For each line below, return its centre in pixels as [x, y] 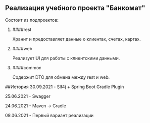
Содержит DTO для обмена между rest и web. [61, 77]
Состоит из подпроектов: [32, 20]
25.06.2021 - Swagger [28, 96]
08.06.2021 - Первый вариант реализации [50, 115]
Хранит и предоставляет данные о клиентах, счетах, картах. [76, 39]
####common [27, 67]
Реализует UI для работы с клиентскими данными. [66, 58]
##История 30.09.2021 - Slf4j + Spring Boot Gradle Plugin [65, 87]
